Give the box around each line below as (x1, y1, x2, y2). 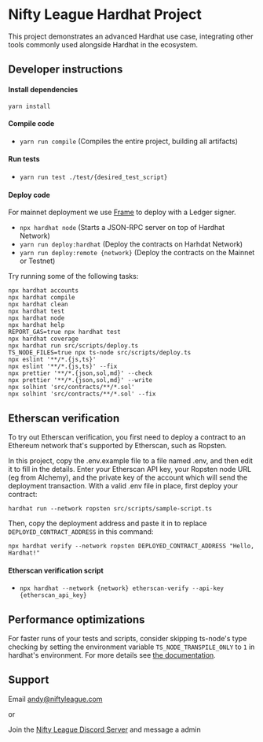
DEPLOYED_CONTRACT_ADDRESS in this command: (8, 526, 154, 536)
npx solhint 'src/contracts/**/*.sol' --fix (8, 390, 156, 399)
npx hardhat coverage (8, 335, 79, 343)
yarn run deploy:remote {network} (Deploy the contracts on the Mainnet (19, 248, 255, 258)
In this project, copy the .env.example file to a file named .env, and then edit (8, 455, 254, 466)
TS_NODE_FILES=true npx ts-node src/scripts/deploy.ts (8, 349, 192, 357)
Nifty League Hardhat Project (8, 6, 202, 24)
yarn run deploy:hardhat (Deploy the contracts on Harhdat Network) (19, 239, 243, 249)
